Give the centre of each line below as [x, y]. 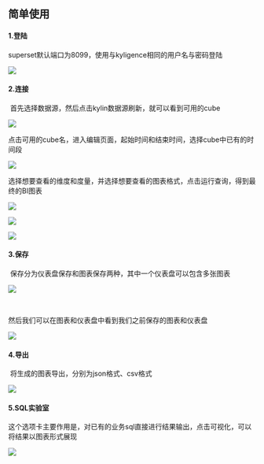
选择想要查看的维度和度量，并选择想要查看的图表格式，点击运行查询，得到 [128, 180]
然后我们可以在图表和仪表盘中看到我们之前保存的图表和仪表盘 [108, 320]
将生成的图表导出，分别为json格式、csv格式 [81, 373]
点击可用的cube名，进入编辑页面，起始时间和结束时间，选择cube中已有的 [128, 139]
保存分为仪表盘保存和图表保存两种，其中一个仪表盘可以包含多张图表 [120, 273]
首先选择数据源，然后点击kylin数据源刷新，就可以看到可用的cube [115, 108]
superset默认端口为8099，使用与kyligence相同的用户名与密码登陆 [115, 54]
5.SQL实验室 [29, 407]
